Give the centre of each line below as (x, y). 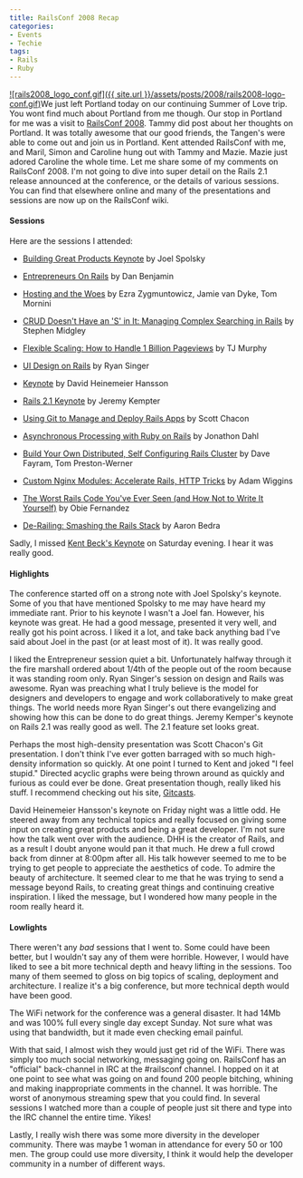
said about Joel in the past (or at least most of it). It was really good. (137, 642)
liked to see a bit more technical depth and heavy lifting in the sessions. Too (151, 967)
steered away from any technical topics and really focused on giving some (148, 820)
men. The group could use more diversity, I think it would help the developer (151, 1154)
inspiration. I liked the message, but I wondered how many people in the (143, 897)
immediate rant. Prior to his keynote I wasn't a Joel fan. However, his (137, 613)
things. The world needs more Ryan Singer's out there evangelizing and (143, 707)
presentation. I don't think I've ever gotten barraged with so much (132, 755)
